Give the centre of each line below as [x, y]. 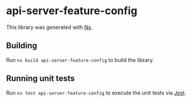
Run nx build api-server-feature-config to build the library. [80, 60]
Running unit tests [40, 79]
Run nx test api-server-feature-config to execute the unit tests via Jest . [96, 93]
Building [22, 46]
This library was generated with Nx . [49, 27]
